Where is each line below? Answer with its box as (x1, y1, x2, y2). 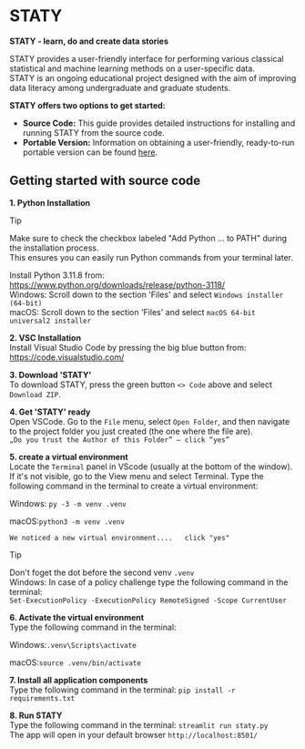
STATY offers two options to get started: (9, 99, 166, 110)
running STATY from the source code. (22, 127, 166, 138)
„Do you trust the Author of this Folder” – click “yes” (9, 435, 230, 445)
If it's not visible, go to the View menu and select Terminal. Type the (9, 470, 264, 481)
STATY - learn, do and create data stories (9, 36, 169, 46)
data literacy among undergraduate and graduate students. (9, 82, 231, 93)
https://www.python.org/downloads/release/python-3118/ (9, 279, 226, 290)
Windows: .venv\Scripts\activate (9, 639, 137, 650)
